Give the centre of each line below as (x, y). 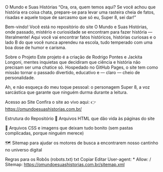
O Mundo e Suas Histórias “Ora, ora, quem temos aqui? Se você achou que (80, 7)
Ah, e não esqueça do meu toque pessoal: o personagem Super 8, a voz (77, 87)
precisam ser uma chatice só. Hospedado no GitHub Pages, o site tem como (81, 67)
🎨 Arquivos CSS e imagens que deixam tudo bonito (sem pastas (69, 128)
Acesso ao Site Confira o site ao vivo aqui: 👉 (51, 102)
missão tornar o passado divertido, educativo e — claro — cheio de (72, 72)
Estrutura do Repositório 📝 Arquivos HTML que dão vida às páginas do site (80, 118)
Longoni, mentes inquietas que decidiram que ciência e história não (73, 62)
